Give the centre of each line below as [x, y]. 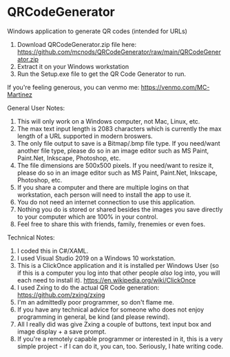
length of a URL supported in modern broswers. [85, 136]
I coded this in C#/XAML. [53, 251]
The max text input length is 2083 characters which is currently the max [119, 128]
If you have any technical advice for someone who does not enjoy [111, 309]
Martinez [20, 95]
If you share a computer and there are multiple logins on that [103, 187]
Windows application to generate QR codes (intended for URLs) [97, 31]
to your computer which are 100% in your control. [87, 216]
